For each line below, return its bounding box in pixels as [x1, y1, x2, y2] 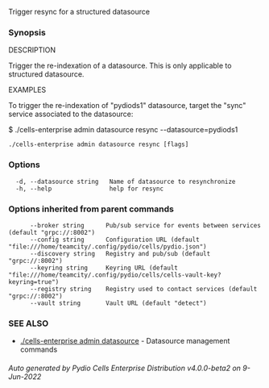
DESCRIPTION [8, 45, 56, 55]
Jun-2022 [8, 371, 42, 382]
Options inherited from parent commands [8, 203, 175, 215]
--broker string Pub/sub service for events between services [29, 221, 262, 229]
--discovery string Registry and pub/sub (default [29, 249, 211, 257]
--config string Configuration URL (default [29, 236, 200, 244]
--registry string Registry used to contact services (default [29, 285, 258, 293]
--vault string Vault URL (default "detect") [29, 298, 207, 307]
